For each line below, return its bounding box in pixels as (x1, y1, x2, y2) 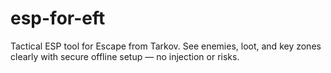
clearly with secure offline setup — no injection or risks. (10, 50, 240, 62)
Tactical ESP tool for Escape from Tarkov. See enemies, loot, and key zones (10, 40, 322, 52)
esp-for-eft (10, 7, 106, 30)
